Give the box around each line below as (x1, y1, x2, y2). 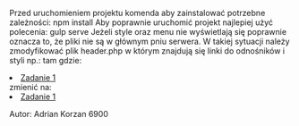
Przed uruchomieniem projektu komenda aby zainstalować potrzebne (9, 8, 266, 18)
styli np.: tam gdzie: (9, 55, 82, 65)
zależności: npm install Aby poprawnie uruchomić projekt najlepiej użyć (9, 17, 274, 28)
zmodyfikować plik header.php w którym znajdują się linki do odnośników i (9, 46, 285, 56)
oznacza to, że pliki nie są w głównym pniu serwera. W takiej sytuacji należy (9, 36, 290, 46)
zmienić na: (9, 82, 52, 92)
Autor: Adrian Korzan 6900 (9, 109, 109, 119)
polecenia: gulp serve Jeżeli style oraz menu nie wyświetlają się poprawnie (9, 27, 287, 37)
